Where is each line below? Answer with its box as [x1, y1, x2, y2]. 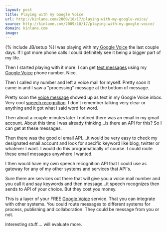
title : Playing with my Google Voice [5, 12, 84, 17]
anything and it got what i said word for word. [5, 105, 99, 111]
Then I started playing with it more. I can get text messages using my [5, 64, 147, 70]
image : [5, 30, 19, 35]
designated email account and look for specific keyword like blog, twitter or [5, 140, 160, 146]
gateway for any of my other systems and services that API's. [5, 166, 132, 172]
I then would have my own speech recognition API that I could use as [5, 161, 147, 166]
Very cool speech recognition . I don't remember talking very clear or [5, 100, 146, 105]
